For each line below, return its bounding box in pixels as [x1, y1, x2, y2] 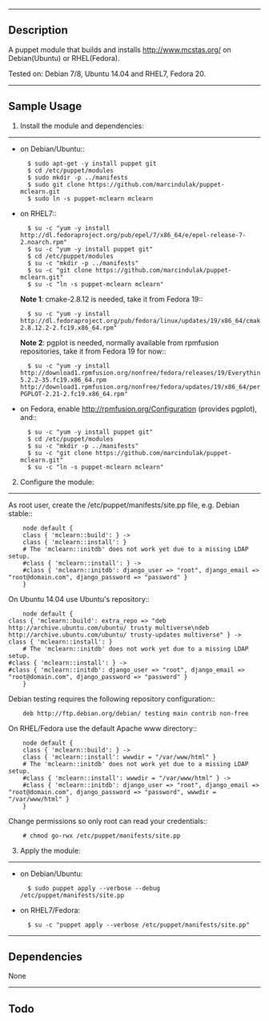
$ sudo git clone [27, 180, 86, 188]
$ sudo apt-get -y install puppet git [27, 159, 157, 167]
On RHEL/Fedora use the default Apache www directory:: [8, 723, 198, 733]
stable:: [8, 508, 34, 518]
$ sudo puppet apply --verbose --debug [27, 884, 160, 892]
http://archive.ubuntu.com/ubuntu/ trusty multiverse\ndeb [8, 623, 210, 632]
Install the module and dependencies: [19, 121, 144, 131]
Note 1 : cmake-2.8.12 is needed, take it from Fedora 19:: [19, 294, 203, 304]
